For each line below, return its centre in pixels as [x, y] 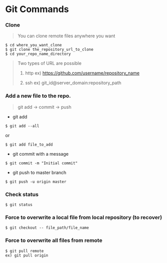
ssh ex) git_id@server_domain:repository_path [73, 83]
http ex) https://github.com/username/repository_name [82, 73]
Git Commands [37, 9]
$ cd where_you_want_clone [34, 45]
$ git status [19, 205]
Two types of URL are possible [49, 63]
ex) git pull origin [27, 255]
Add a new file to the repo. [38, 96]
